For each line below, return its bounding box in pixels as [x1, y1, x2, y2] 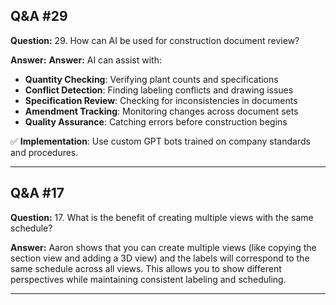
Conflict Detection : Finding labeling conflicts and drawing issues [24, 84, 294, 96]
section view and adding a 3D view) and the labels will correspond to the [10, 252, 310, 264]
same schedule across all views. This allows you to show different [10, 262, 282, 274]
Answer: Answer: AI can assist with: [10, 54, 162, 66]
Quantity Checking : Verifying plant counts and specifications [24, 73, 279, 85]
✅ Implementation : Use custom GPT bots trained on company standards [10, 135, 311, 147]
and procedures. [10, 146, 79, 158]
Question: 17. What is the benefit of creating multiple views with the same [10, 211, 314, 223]
